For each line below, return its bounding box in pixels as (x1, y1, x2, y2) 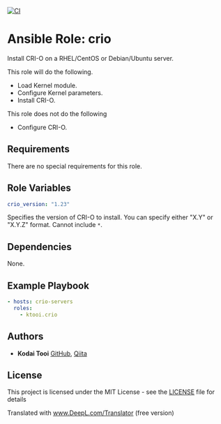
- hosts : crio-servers (7, 298, 73, 305)
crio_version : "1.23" (7, 200, 70, 207)
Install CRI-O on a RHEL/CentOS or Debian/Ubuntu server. (7, 54, 174, 62)
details (7, 395, 26, 404)
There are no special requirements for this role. (7, 161, 142, 170)
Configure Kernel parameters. (17, 88, 103, 97)
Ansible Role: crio (7, 31, 112, 47)
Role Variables (7, 182, 71, 194)
